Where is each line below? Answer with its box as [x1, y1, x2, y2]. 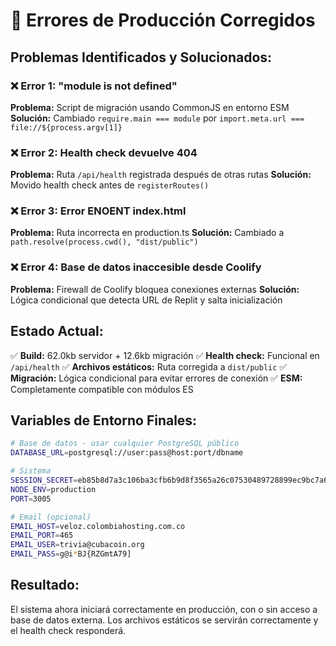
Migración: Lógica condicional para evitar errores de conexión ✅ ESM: [10, 372, 303, 384]
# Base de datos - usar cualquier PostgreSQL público [10, 439, 240, 449]
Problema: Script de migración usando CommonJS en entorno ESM [10, 101, 290, 113]
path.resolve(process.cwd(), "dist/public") [10, 237, 199, 248]
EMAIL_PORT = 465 [10, 530, 74, 541]
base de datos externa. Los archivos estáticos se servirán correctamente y [10, 614, 319, 626]
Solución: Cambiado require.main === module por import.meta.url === [10, 112, 305, 124]
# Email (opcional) [10, 512, 92, 522]
